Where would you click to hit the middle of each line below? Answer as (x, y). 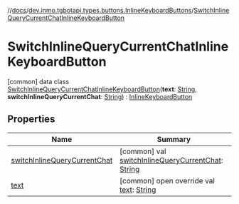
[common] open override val (168, 180)
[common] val (143, 151)
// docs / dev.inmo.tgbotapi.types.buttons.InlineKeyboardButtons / (101, 10)
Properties (31, 119)
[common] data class (38, 81)
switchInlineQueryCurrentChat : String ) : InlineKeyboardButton (100, 96)
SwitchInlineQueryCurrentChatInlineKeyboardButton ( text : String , (102, 89)
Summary (174, 139)
